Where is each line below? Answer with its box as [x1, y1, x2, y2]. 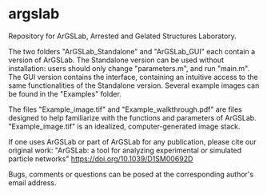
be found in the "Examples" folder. [8, 89, 122, 98]
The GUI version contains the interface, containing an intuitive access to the [8, 72, 258, 81]
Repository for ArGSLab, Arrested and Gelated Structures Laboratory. [8, 31, 237, 41]
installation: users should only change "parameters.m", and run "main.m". [8, 63, 250, 73]
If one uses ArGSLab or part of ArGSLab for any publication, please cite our [8, 137, 257, 146]
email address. [8, 177, 58, 188]
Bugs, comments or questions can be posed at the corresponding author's [8, 169, 254, 179]
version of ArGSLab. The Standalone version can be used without [8, 55, 224, 65]
